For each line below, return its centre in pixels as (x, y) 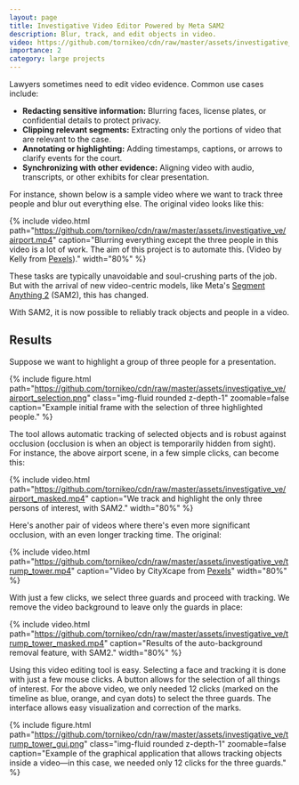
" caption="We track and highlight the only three (174, 498)
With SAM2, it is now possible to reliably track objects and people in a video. (149, 312)
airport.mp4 (31, 240)
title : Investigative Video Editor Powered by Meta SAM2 (117, 26)
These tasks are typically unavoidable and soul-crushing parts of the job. (143, 276)
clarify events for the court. (72, 158)
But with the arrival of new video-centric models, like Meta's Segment (137, 285)
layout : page (33, 17)
